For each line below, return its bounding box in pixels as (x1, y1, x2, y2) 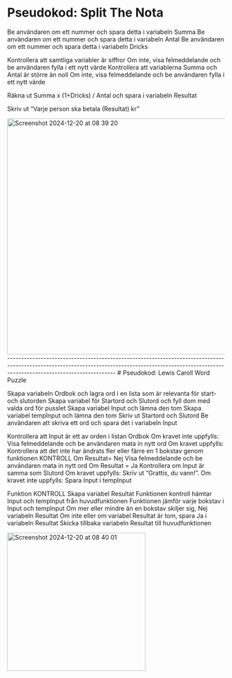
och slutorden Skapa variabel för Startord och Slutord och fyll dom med (7, 396, 211, 405)
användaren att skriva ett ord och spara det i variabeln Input (7, 418, 177, 426)
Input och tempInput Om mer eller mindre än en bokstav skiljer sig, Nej (7, 504, 208, 512)
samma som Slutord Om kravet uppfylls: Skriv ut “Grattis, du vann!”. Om (7, 469, 211, 477)
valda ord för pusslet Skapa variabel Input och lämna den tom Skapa (7, 404, 202, 412)
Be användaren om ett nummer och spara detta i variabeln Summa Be (7, 28, 205, 36)
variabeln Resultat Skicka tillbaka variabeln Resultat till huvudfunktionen (7, 518, 212, 527)
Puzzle (7, 375, 27, 384)
